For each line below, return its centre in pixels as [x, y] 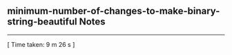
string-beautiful [42, 22]
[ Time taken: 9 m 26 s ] [41, 44]
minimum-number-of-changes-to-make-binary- [114, 11]
